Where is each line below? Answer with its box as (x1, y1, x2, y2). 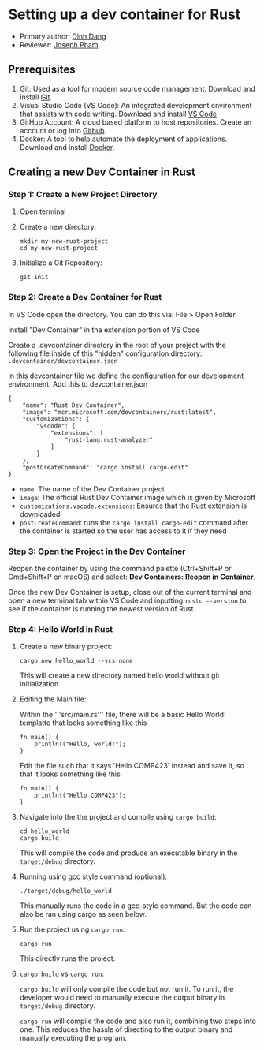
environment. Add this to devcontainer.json (8, 379, 148, 388)
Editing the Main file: (19, 694, 87, 704)
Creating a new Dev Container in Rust (8, 166, 195, 179)
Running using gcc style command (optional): (19, 872, 168, 881)
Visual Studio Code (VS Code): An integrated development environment (19, 100, 252, 110)
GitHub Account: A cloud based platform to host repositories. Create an (19, 117, 252, 127)
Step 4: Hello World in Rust (8, 623, 113, 634)
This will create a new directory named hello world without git (19, 671, 220, 680)
